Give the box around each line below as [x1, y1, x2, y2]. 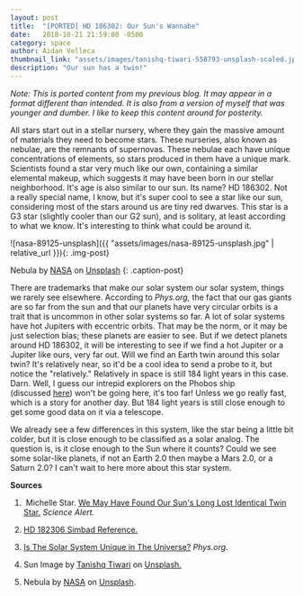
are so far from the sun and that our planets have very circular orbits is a [10, 301, 279, 312]
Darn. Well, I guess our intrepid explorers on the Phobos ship [10, 377, 236, 388]
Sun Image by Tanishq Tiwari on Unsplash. [22, 559, 183, 570]
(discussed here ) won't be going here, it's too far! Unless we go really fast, [10, 387, 287, 398]
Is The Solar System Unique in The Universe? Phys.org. [22, 541, 228, 552]
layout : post [10, 13, 59, 23]
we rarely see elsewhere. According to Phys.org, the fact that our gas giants [10, 292, 292, 303]
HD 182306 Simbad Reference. [22, 524, 138, 535]
